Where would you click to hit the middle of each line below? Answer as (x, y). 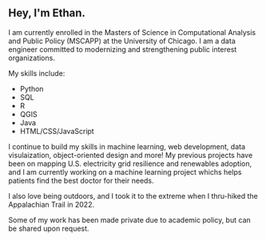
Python (32, 89)
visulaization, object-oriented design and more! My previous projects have (131, 155)
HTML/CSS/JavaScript (57, 131)
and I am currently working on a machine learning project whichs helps (125, 172)
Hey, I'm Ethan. (47, 13)
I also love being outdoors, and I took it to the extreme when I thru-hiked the (133, 196)
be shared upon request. (49, 228)
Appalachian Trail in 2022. (51, 204)
